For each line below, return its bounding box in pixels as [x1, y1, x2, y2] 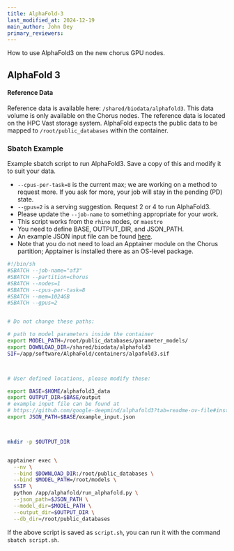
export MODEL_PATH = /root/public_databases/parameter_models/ [7, 338, 189, 345]
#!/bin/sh [7, 261, 36, 268]
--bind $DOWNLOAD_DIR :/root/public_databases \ [13, 470, 155, 477]
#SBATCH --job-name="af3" [7, 267, 82, 274]
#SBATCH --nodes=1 [7, 280, 61, 287]
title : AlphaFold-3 [7, 10, 64, 17]
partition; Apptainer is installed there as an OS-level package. [17, 247, 194, 255]
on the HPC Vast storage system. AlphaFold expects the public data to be [7, 119, 218, 127]
